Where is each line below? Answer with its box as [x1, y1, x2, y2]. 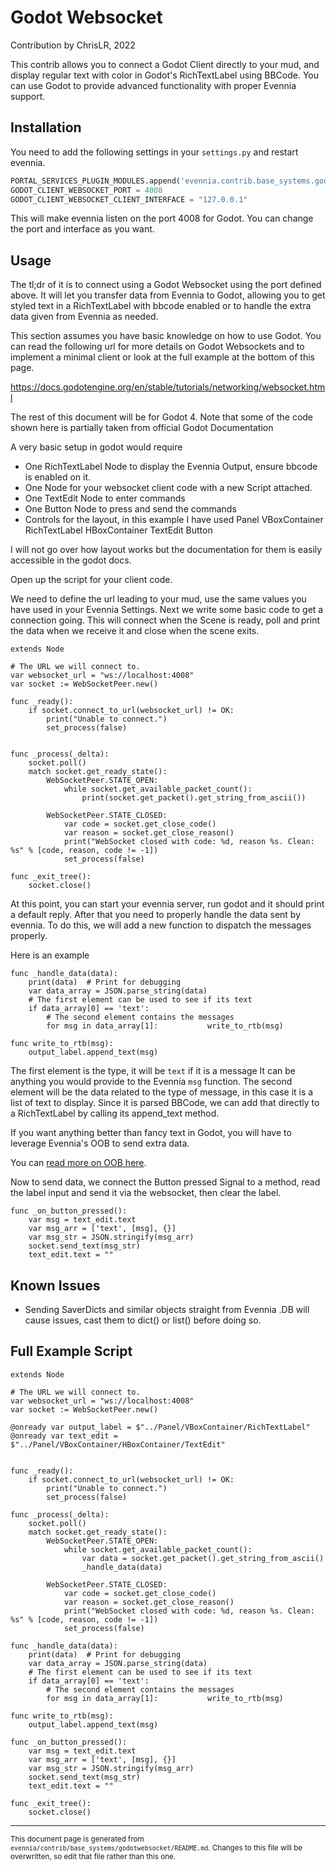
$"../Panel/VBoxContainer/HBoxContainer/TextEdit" [10, 1439, 226, 1450]
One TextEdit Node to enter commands [24, 492, 186, 505]
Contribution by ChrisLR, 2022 [10, 39, 136, 51]
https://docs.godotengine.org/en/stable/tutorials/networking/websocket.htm [10, 381, 326, 393]
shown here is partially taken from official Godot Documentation [10, 422, 274, 434]
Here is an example [10, 949, 90, 961]
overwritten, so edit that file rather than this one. [10, 1851, 177, 1861]
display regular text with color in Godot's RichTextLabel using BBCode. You [10, 69, 320, 81]
